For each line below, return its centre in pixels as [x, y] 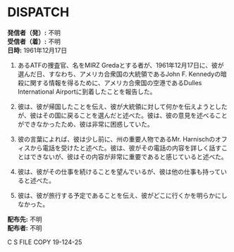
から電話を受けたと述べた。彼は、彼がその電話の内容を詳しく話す [126, 148]
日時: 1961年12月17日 [37, 50]
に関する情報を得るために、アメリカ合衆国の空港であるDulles [113, 82]
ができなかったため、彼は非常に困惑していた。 [85, 124]
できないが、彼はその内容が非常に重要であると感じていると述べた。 [129, 156]
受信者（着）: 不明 [34, 41]
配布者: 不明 [25, 228]
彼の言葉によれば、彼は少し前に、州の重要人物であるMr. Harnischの [116, 139]
